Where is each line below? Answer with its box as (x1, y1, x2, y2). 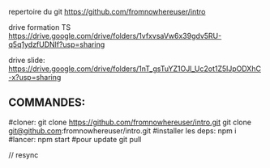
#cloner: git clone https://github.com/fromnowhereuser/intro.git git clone (8, 117, 251, 127)
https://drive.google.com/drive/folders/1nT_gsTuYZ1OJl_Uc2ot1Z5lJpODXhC (8, 64, 262, 73)
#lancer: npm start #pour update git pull (8, 134, 142, 144)
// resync (8, 149, 39, 160)
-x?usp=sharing (8, 73, 62, 82)
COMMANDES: (8, 96, 86, 110)
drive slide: (8, 56, 46, 65)
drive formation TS (8, 23, 71, 31)
